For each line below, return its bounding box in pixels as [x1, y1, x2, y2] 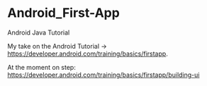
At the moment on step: [7, 63, 76, 71]
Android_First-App [7, 5, 121, 21]
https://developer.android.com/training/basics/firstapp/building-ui [7, 70, 200, 79]
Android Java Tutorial [7, 28, 70, 37]
